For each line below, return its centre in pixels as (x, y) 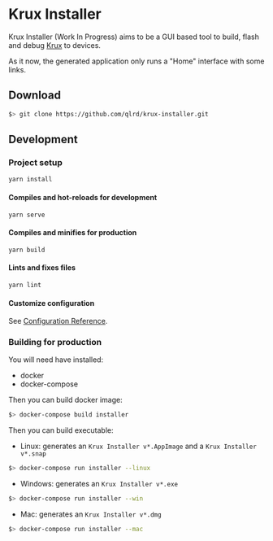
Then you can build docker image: (66, 400)
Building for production (55, 342)
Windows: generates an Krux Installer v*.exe (99, 484)
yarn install (30, 180)
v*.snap (33, 454)
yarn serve (27, 215)
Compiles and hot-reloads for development (83, 197)
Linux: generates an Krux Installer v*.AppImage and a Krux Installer (139, 446)
